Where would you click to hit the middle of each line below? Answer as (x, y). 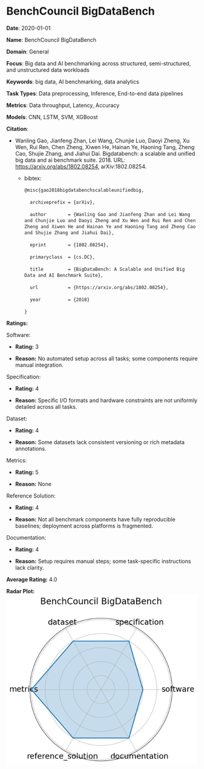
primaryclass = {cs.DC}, (62, 257)
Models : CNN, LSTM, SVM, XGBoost (52, 117)
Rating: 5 (27, 472)
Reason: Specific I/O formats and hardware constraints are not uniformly (106, 400)
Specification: (24, 377)
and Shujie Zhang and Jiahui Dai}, (69, 232)
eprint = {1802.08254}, (69, 245)
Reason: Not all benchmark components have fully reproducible (95, 519)
